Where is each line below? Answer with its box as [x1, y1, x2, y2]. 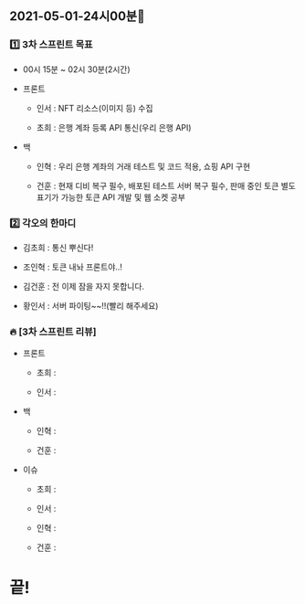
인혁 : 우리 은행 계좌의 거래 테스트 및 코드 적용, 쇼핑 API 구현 [36, 161, 251, 172]
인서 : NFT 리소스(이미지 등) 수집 [36, 102, 153, 113]
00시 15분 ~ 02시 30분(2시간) [22, 63, 131, 75]
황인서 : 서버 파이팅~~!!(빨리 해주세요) [22, 300, 159, 311]
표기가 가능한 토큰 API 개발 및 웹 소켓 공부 [36, 191, 185, 203]
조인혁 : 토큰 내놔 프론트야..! [22, 261, 123, 272]
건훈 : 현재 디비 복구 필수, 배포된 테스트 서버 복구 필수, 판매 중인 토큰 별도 [36, 180, 297, 191]
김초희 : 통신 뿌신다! [22, 241, 94, 253]
